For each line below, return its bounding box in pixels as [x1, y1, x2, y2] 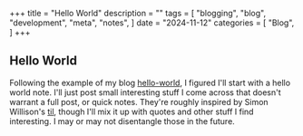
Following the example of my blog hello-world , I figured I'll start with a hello [9, 77, 291, 88]
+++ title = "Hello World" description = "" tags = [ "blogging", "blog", [9, 8, 266, 18]
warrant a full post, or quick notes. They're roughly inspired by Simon [9, 96, 269, 107]
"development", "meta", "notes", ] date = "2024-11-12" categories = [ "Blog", [9, 17, 295, 28]
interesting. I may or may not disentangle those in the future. [9, 115, 236, 126]
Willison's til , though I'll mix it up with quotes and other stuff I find [9, 106, 254, 117]
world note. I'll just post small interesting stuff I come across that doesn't [9, 86, 281, 98]
